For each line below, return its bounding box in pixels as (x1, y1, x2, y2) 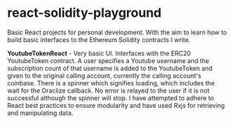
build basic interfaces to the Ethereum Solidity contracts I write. (7, 35, 191, 43)
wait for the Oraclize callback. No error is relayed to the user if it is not (7, 86, 210, 95)
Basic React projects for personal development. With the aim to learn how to (7, 28, 228, 36)
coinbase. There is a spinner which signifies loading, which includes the (7, 78, 215, 87)
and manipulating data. (7, 109, 74, 117)
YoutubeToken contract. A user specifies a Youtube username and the (7, 56, 209, 64)
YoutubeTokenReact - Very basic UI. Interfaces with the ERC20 (7, 49, 191, 57)
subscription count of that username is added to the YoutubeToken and (7, 64, 213, 72)
